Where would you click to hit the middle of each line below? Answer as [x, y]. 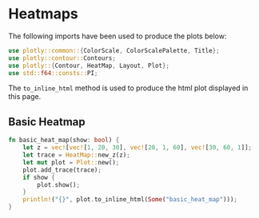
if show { [39, 177]
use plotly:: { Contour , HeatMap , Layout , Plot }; [89, 65]
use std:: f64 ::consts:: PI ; [53, 73]
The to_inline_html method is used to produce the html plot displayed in [128, 88]
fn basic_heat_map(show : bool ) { [64, 141]
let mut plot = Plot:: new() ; [71, 162]
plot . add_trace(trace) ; [62, 170]
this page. [25, 97]
